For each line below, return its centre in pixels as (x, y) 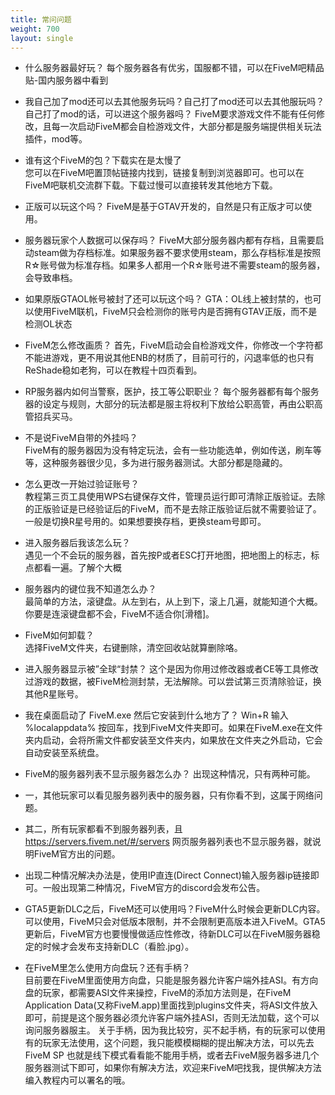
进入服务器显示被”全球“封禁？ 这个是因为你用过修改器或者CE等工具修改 (171, 669)
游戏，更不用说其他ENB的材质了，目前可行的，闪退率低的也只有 (183, 358)
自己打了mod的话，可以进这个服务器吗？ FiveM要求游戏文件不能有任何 (170, 114)
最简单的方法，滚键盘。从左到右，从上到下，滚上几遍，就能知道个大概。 (173, 602)
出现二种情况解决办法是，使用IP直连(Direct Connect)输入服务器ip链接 (167, 875)
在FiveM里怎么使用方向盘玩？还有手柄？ (107, 968)
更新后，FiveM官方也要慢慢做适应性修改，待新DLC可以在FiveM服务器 (168, 934)
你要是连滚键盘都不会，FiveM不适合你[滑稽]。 (119, 614)
